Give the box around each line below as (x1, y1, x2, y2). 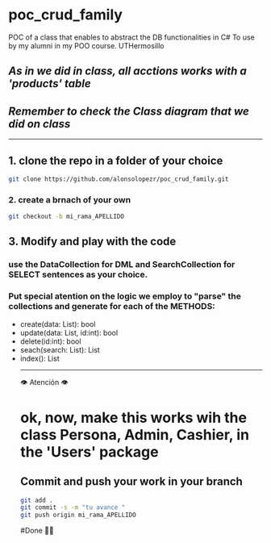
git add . (19, 496, 54, 504)
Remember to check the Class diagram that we (8, 104, 250, 118)
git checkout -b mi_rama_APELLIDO (8, 212, 125, 221)
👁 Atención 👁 (19, 377, 69, 386)
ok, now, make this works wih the (19, 408, 248, 427)
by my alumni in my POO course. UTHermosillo (8, 40, 165, 50)
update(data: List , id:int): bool (19, 328, 119, 337)
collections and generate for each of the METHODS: (8, 301, 215, 312)
